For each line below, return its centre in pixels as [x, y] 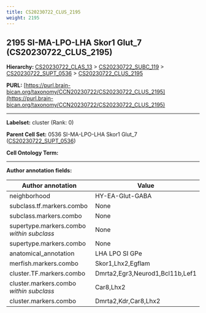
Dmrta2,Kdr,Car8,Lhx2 [128, 301]
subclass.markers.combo [46, 216]
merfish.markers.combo [44, 263]
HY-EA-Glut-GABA [123, 196]
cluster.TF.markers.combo [48, 274]
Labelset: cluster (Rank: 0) [40, 123]
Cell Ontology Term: [32, 153]
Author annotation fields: [39, 171]
